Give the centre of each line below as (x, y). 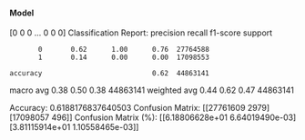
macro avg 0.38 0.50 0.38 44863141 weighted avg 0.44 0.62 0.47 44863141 (152, 90)
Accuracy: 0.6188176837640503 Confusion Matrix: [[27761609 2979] (140, 108)
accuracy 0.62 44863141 (109, 74)
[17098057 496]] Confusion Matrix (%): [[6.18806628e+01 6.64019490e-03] (153, 117)
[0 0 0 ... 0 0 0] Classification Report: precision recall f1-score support (141, 33)
